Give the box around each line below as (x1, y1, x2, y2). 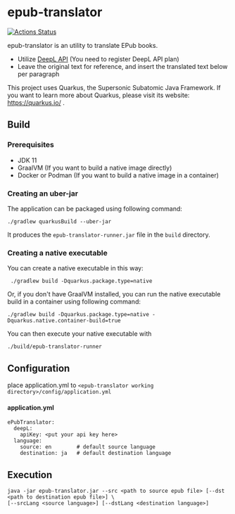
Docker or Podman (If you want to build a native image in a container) (17, 170, 220, 180)
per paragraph (17, 70, 60, 78)
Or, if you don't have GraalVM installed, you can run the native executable (7, 290, 221, 299)
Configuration (7, 362, 70, 374)
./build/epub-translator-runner (7, 343, 102, 351)
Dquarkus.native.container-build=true (7, 318, 121, 325)
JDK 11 (17, 156, 37, 164)
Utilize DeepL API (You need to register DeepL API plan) (17, 54, 179, 63)
